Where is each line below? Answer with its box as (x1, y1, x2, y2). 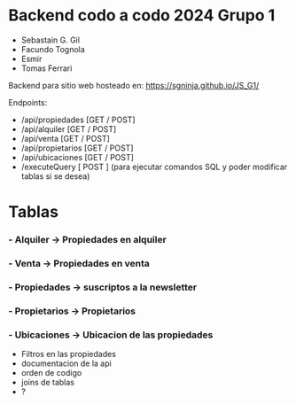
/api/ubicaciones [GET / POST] (20, 151, 135, 162)
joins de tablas (20, 377, 74, 388)
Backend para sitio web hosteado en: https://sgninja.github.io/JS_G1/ (8, 80, 260, 90)
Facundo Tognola (20, 43, 85, 54)
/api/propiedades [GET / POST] (20, 114, 136, 125)
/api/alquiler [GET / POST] (20, 123, 117, 134)
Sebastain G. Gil (20, 35, 81, 45)
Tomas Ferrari (20, 63, 73, 74)
